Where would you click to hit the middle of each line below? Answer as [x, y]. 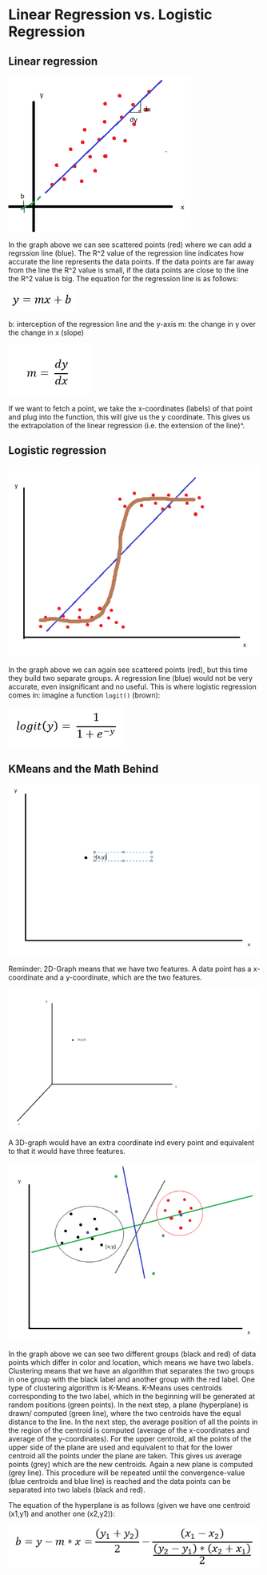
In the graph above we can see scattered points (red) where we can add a [130, 245]
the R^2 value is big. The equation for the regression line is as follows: [123, 278]
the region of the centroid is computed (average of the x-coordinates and [129, 1430]
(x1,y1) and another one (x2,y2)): [62, 1514]
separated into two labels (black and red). [77, 1490]
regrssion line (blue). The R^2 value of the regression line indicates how [126, 253]
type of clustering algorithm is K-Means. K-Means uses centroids [115, 1388]
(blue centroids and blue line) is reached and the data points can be [120, 1482]
